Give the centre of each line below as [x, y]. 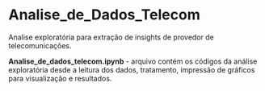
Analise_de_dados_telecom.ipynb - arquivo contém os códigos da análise [133, 61]
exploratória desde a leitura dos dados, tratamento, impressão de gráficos [132, 69]
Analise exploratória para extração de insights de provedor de [111, 37]
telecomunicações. [40, 45]
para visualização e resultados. [60, 78]
